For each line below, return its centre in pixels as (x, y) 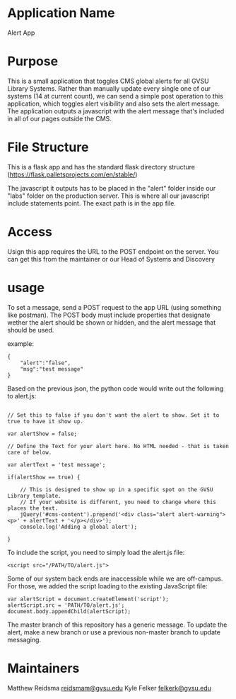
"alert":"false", (46, 363)
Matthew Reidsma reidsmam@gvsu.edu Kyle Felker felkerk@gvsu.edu (110, 688)
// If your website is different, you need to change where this (118, 502)
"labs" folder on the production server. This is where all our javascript (108, 196)
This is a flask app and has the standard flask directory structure (101, 167)
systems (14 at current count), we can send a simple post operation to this (116, 96)
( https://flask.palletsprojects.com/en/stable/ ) (72, 174)
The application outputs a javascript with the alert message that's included (116, 111)
